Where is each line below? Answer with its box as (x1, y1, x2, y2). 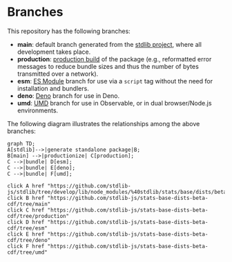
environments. (17, 106, 59, 114)
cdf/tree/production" (7, 212, 70, 219)
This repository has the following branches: (7, 27, 131, 35)
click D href (7, 219, 45, 225)
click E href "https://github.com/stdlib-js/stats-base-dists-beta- (7, 230, 209, 238)
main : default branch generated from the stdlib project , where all (17, 40, 202, 48)
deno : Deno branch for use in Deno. (17, 91, 120, 100)
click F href (7, 243, 45, 250)
